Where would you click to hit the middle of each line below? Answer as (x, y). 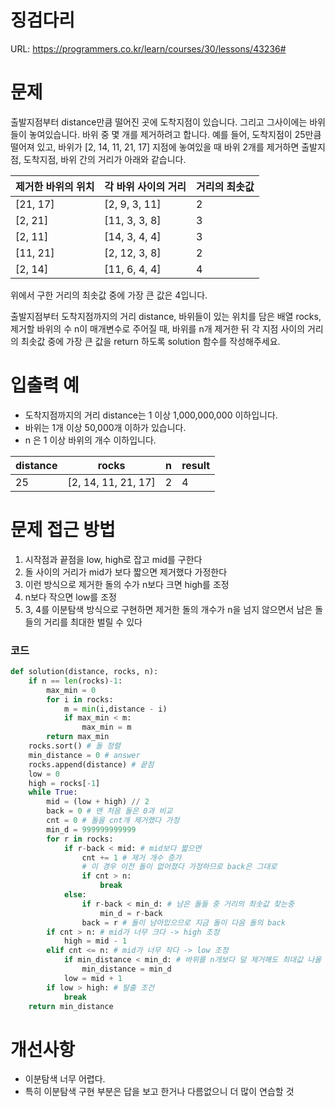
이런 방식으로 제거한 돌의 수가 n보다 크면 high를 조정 (127, 584)
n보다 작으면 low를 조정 (70, 597)
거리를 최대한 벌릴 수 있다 (93, 622)
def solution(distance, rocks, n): (84, 672)
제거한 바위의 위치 (55, 186)
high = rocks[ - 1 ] (64, 783)
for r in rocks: (80, 839)
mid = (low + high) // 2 (98, 802)
